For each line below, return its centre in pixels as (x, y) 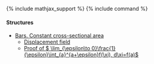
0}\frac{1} (103, 48)
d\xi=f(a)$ (126, 55)
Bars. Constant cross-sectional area (59, 36)
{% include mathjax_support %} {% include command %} (77, 9)
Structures (20, 22)
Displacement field (47, 42)
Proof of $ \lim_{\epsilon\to (57, 48)
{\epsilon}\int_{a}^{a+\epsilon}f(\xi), (68, 55)
